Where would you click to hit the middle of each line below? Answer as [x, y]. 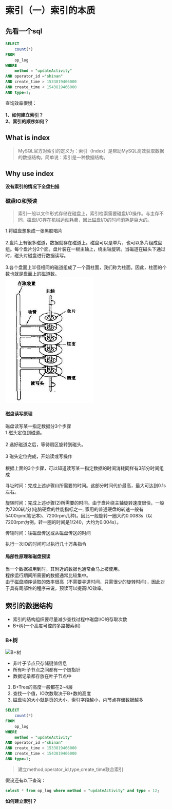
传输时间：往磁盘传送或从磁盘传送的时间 [48, 533]
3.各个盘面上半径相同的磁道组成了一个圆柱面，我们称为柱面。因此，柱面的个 [86, 267]
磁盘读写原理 [19, 414]
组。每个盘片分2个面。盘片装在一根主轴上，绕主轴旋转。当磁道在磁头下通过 [85, 249]
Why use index [30, 173]
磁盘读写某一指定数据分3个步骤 [38, 426]
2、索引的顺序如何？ [27, 121]
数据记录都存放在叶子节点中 [42, 676]
